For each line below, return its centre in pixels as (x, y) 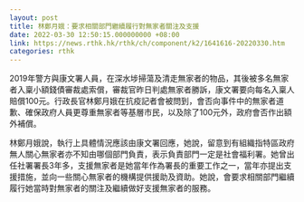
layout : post (34, 18)
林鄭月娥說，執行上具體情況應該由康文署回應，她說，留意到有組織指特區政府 (152, 143)
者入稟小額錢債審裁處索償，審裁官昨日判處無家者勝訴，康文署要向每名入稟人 (152, 90)
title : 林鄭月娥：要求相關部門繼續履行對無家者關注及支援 (104, 26)
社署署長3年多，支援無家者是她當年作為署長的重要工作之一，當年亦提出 (150, 166)
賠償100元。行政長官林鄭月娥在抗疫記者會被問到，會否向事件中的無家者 (143, 101)
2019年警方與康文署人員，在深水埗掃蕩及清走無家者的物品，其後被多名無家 (149, 79)
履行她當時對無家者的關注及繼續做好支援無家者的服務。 (112, 188)
